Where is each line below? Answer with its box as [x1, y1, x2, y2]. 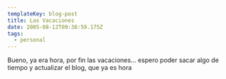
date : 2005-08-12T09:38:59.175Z [7, 23, 103, 30]
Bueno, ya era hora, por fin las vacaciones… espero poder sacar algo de [7, 56, 219, 64]
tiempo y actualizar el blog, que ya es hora [7, 63, 132, 72]
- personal [14, 37, 46, 44]
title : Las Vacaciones [7, 17, 75, 24]
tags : [7, 30, 23, 37]
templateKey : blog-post [7, 10, 78, 18]
